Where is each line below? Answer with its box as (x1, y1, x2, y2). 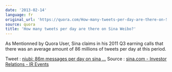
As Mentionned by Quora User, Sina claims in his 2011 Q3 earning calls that (5, 40, 164, 46)
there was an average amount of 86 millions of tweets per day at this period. (5, 46, 166, 52)
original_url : (5, 17, 36, 22)
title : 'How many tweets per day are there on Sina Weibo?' (5, 27, 137, 32)
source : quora (5, 21, 36, 27)
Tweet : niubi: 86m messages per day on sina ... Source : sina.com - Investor (5, 56, 167, 62)
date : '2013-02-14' (5, 7, 47, 13)
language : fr (5, 12, 33, 17)
